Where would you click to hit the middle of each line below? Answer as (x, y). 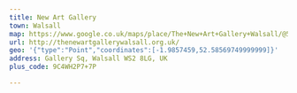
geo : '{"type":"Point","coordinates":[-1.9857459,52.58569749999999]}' (144, 50)
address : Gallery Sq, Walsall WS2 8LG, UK (88, 58)
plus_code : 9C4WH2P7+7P (53, 67)
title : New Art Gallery (53, 17)
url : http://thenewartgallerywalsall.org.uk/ (94, 42)
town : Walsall (35, 26)
